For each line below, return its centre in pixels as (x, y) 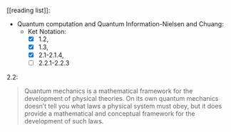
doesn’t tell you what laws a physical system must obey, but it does (123, 106)
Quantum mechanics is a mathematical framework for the (108, 91)
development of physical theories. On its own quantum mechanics (121, 99)
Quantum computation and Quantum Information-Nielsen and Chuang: (120, 24)
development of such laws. (64, 121)
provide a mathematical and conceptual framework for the (109, 114)
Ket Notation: (47, 32)
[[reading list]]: (29, 10)
